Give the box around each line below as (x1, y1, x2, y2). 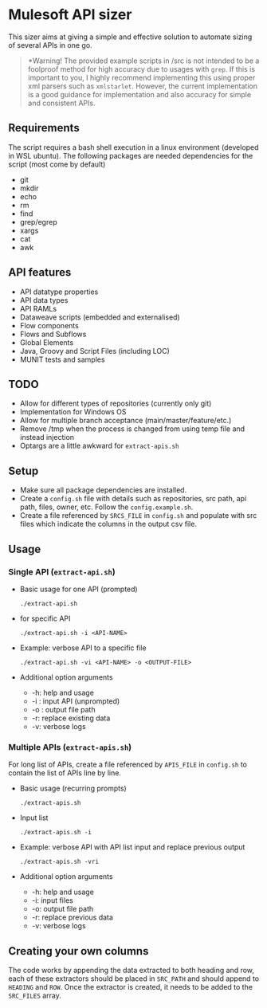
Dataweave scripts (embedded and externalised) (19, 312, 181, 322)
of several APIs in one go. (8, 40, 93, 49)
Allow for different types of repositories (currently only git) (19, 398, 212, 408)
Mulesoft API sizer (8, 6, 132, 24)
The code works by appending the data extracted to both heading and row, (8, 965, 255, 975)
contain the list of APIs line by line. (8, 768, 122, 778)
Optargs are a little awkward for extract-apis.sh (19, 441, 179, 451)
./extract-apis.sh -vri (19, 858, 100, 866)
